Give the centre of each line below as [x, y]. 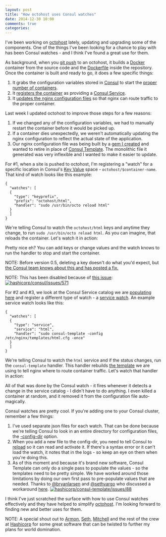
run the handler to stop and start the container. [53, 253]
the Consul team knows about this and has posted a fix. [62, 268]
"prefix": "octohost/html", [43, 201]
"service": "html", [34, 329]
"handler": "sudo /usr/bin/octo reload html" [62, 206]
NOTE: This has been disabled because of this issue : [59, 278]
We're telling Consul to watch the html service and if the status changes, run [83, 360]
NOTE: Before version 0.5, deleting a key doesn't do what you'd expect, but [82, 263]
